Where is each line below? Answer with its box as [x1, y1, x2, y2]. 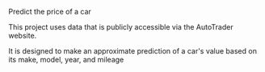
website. [8, 31, 37, 40]
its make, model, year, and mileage [8, 55, 124, 64]
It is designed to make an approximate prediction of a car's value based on [8, 46, 257, 55]
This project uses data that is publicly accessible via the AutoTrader [8, 22, 233, 31]
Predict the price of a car [8, 7, 91, 16]
